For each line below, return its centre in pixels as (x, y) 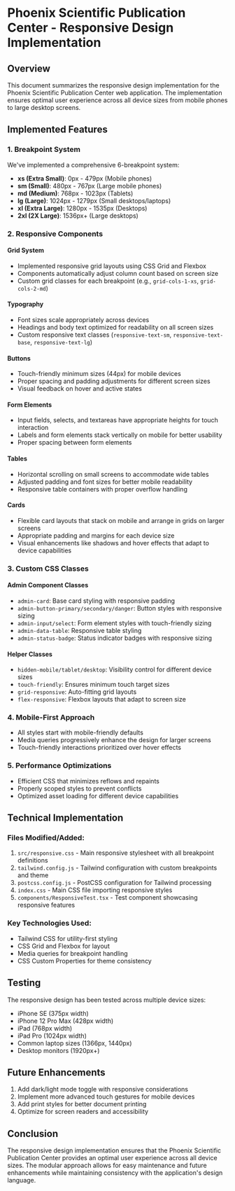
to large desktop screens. (44, 107)
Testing (24, 983)
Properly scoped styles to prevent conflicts (79, 788)
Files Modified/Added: (46, 838)
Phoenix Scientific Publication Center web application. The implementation (115, 93)
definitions (33, 861)
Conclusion (33, 1133)
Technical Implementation (65, 818)
